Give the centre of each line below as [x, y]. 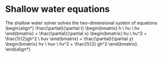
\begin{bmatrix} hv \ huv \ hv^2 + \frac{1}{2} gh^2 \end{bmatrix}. [72, 44]
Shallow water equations [58, 9]
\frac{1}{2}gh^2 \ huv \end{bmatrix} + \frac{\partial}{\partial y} [69, 39]
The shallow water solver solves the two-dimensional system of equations [81, 23]
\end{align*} [18, 49]
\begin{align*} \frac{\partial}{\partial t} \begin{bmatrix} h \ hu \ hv [72, 28]
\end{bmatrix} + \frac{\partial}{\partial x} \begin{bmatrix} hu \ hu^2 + [76, 33]
